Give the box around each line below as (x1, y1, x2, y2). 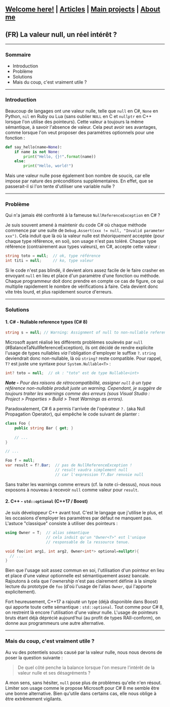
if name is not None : (14, 149, 60, 155)
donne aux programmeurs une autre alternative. (5, 620, 105, 626)
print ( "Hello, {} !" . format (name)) (23, 154, 96, 159)
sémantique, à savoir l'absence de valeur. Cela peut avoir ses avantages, (5, 124, 157, 130)
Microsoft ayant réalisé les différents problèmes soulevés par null (5, 339, 143, 345)
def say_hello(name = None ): (5, 144, 62, 150)
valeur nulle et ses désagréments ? (17, 669, 91, 676)
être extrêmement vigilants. (5, 695, 62, 702)
